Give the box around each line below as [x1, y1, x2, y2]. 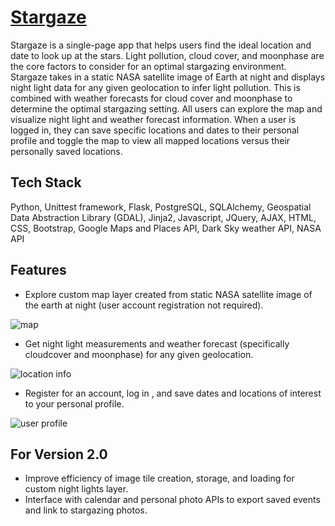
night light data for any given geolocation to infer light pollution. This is [10, 81, 301, 93]
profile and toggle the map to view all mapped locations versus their [10, 134, 291, 146]
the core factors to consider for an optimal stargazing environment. [10, 60, 287, 72]
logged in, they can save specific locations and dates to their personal [10, 124, 300, 136]
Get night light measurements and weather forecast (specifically [24, 337, 290, 350]
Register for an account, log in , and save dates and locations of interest [24, 387, 322, 399]
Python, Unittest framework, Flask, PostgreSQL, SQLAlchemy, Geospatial [10, 201, 312, 213]
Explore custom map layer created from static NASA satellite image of [24, 288, 313, 300]
